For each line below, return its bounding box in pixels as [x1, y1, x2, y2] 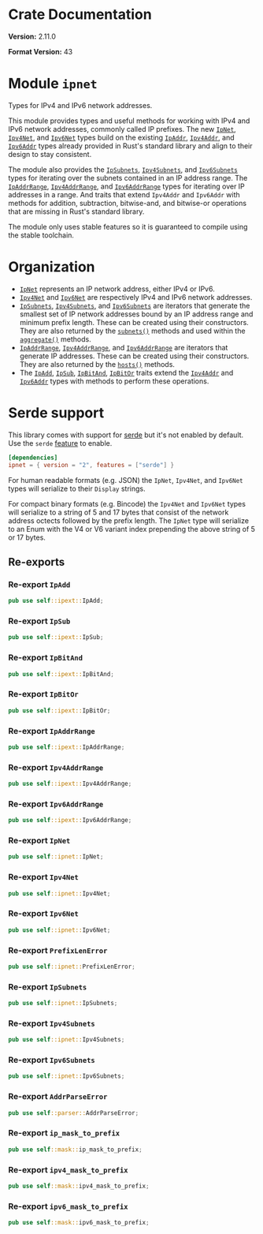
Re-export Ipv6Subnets [8, 1055, 96, 1066]
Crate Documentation [8, 6, 152, 24]
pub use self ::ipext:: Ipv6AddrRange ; [8, 817, 132, 825]
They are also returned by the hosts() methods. [19, 359, 176, 368]
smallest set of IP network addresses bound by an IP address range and [19, 309, 254, 319]
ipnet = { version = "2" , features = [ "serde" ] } [8, 461, 175, 469]
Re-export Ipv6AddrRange [8, 798, 104, 810]
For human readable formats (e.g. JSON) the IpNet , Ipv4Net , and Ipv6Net [8, 475, 244, 484]
